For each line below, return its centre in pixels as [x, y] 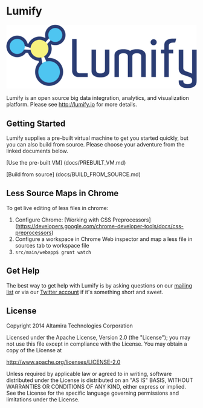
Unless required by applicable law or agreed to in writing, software [89, 373]
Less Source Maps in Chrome [63, 193]
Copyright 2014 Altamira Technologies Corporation [69, 326]
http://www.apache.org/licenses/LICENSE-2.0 [63, 362]
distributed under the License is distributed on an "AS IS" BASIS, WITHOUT [100, 380]
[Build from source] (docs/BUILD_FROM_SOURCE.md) [73, 174]
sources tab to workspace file [52, 245]
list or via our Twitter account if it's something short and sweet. [85, 292]
